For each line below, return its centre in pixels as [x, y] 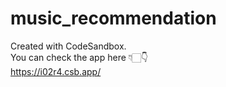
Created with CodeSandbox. [68, 46]
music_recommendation [113, 18]
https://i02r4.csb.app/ [56, 71]
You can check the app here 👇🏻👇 [79, 57]
